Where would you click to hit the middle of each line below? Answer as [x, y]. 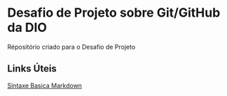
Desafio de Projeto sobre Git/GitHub [114, 13]
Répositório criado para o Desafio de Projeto [71, 47]
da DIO [27, 27]
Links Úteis [32, 69]
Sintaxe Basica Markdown [45, 86]
